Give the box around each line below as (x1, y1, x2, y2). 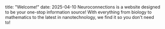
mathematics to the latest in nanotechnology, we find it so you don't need (5, 14, 154, 20)
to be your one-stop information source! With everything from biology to (5, 9, 152, 15)
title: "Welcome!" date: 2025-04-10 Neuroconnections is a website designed (5, 4, 161, 10)
